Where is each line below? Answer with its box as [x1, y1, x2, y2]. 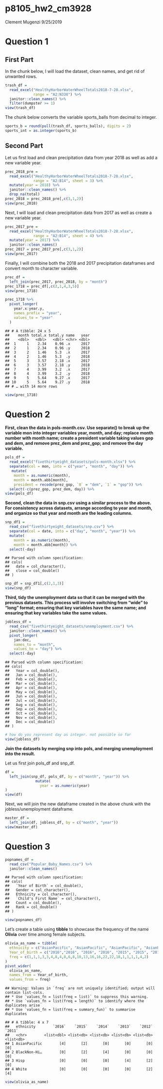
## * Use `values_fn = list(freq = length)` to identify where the [5, 998, 145, 1004]
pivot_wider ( [5, 963, 32, 968]
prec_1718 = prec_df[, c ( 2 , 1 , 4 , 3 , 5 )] [5, 284, 79, 289]
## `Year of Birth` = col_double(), [5, 884, 83, 889]
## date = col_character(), [5, 564, 66, 569]
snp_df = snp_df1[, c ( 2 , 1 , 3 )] [5, 581, 64, 586]
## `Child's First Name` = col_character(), [5, 896, 101, 901]
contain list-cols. [5, 990, 45, 995]
